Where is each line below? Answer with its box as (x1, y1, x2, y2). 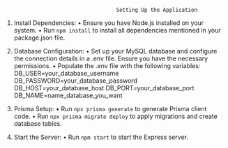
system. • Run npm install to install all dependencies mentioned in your (13, 26, 221, 34)
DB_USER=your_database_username (13, 69, 119, 77)
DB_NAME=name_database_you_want (13, 91, 123, 99)
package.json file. (13, 33, 66, 42)
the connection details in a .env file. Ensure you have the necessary (13, 54, 208, 63)
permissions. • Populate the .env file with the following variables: (13, 62, 201, 69)
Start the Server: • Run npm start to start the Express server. (13, 133, 188, 141)
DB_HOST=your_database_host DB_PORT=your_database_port (13, 84, 195, 92)
